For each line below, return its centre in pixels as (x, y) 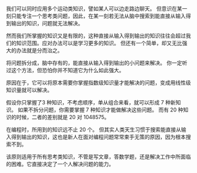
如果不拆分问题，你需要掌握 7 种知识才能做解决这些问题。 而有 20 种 (100, 110)
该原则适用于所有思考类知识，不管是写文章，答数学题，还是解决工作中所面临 (98, 157)
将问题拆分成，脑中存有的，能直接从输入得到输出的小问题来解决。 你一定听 (97, 63)
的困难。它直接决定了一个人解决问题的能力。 (60, 164)
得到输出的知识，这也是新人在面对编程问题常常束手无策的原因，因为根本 (98, 137)
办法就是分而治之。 (39, 50)
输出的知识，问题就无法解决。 (47, 23)
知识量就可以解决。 (29, 90)
